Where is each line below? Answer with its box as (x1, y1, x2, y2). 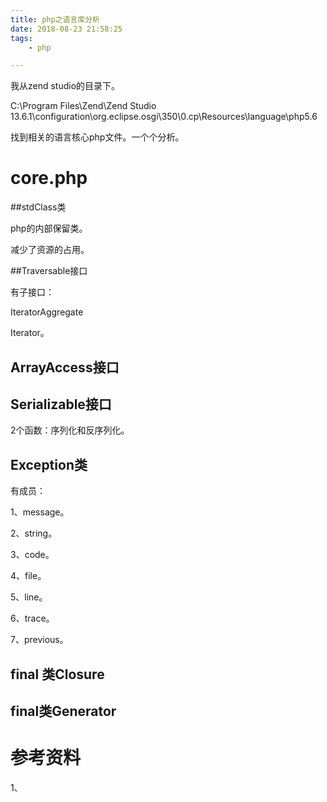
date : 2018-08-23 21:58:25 (10, 24, 123, 34)
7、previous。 (10, 634, 69, 646)
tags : (10, 33, 33, 43)
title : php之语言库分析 (10, 14, 100, 25)
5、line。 (10, 591, 48, 603)
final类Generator (10, 702, 117, 720)
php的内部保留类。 (10, 222, 88, 235)
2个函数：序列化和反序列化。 (10, 424, 130, 436)
